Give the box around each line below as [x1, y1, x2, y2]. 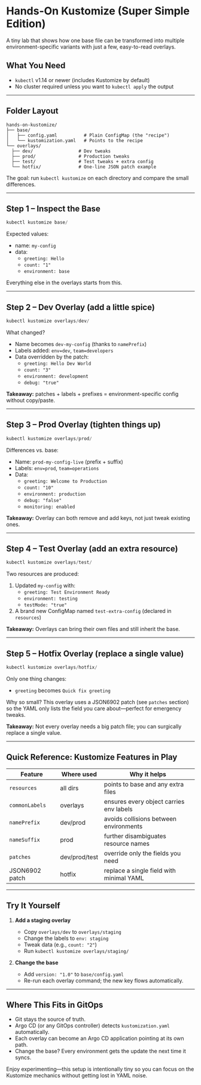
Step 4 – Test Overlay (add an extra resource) [6, 544, 178, 554]
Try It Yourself [6, 901, 61, 911]
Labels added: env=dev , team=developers [14, 347, 114, 354]
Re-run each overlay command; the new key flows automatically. [23, 976, 184, 984]
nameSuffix [9, 836, 40, 843]
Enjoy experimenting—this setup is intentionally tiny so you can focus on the [6, 1066, 194, 1073]
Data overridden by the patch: [14, 353, 89, 360]
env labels [103, 805, 133, 813]
